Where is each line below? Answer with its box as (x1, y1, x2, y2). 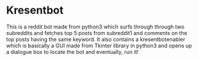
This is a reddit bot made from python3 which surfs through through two (6, 23, 185, 30)
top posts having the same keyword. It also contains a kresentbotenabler (6, 36, 185, 43)
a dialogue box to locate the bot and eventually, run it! (6, 48, 139, 55)
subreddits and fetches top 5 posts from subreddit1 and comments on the (6, 29, 187, 36)
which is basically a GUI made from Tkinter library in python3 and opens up (6, 42, 193, 49)
